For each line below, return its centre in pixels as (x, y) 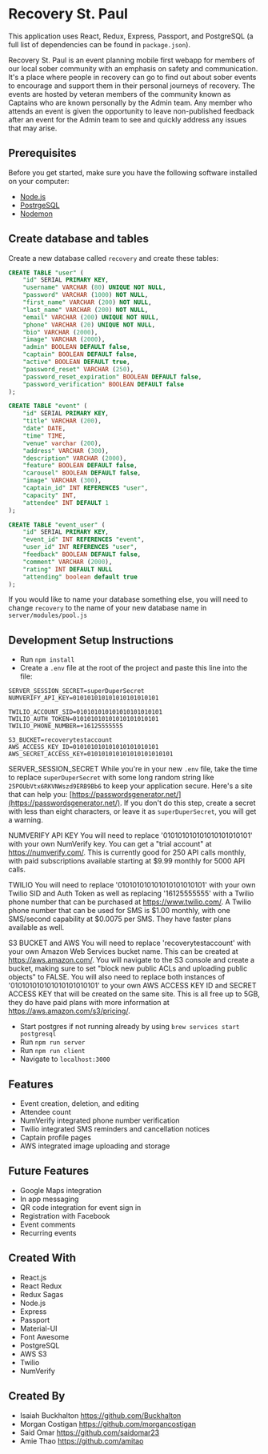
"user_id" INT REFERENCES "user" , (80, 547)
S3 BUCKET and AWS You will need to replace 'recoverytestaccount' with (130, 943)
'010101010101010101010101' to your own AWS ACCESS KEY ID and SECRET (133, 986)
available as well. (36, 927)
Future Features (49, 1171)
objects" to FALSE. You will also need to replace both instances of (117, 977)
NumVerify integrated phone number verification (100, 1120)
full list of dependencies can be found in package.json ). (99, 44)
